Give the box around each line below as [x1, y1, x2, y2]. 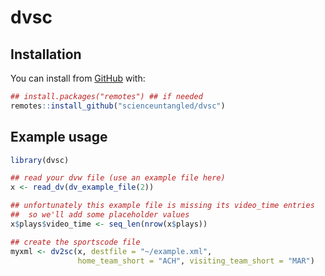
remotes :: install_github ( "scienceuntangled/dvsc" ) [10, 101, 226, 111]
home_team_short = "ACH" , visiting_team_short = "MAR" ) [77, 256, 315, 266]
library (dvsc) [10, 155, 70, 165]
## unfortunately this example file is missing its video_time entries [10, 201, 315, 211]
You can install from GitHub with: [10, 72, 146, 84]
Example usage [10, 129, 108, 146]
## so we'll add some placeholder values [10, 210, 190, 220]
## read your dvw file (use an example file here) [10, 173, 226, 183]
